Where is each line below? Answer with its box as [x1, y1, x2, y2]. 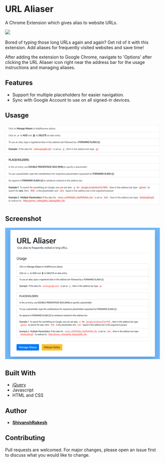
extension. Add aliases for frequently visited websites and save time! [5, 44, 144, 50]
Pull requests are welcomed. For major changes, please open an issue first [5, 447, 156, 453]
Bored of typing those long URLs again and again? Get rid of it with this [5, 39, 149, 45]
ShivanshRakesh [12, 420, 48, 426]
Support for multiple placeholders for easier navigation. [12, 92, 124, 98]
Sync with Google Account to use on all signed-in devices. [12, 97, 131, 103]
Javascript [12, 387, 34, 393]
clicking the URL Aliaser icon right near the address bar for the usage [5, 59, 145, 65]
